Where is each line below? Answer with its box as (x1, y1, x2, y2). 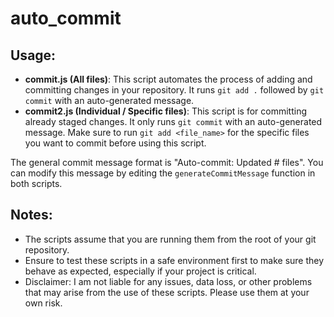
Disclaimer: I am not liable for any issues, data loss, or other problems (24, 275, 313, 287)
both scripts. (10, 178, 63, 189)
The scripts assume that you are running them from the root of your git (24, 233, 317, 245)
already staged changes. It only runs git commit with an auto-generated (24, 116, 323, 127)
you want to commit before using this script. (24, 137, 207, 149)
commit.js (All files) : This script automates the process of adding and (24, 73, 313, 85)
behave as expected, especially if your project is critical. (24, 265, 257, 277)
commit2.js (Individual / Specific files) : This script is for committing (24, 105, 308, 117)
